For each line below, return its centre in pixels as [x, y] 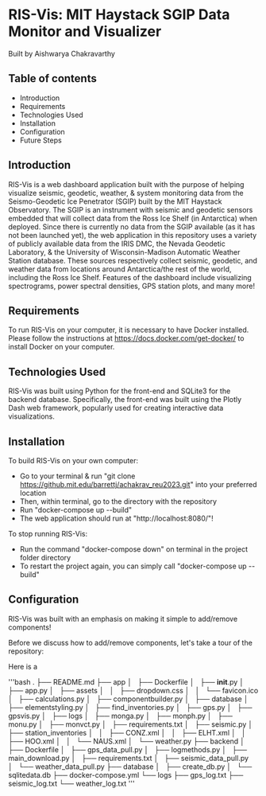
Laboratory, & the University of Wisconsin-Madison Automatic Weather [124, 252]
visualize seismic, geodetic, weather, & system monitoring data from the [126, 193]
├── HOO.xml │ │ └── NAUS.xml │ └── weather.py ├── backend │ [127, 741]
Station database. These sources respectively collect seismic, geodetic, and [133, 260]
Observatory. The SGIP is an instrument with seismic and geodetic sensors [131, 209]
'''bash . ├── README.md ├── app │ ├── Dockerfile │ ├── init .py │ [126, 681]
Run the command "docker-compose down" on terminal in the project [134, 549]
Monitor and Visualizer [85, 31]
